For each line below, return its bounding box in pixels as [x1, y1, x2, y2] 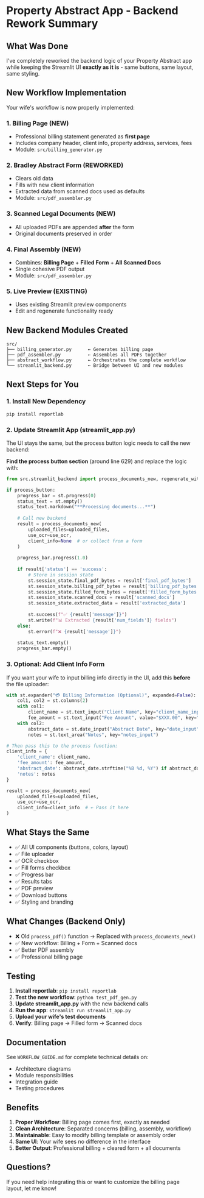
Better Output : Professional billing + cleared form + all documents [15, 1144, 181, 1152]
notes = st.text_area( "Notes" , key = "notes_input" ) [28, 732, 159, 738]
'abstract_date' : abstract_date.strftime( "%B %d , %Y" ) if [17, 765, 167, 771]
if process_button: [6, 487, 56, 493]
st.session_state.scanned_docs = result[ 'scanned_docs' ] [28, 595, 175, 601]
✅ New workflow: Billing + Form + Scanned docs [15, 939, 138, 946]
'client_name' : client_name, [17, 754, 91, 760]
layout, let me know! [6, 1185, 56, 1192]
